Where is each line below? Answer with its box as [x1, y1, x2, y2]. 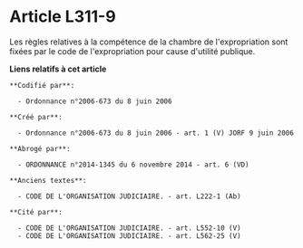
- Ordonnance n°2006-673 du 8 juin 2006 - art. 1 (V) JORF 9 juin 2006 [17, 129, 295, 138]
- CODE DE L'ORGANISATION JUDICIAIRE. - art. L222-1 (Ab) [17, 192, 242, 201]
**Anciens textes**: [9, 176, 88, 185]
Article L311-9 [9, 6, 116, 27]
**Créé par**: [9, 112, 64, 121]
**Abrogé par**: [9, 144, 71, 153]
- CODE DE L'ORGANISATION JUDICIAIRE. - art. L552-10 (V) [17, 224, 242, 233]
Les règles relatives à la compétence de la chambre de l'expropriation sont [9, 36, 288, 47]
